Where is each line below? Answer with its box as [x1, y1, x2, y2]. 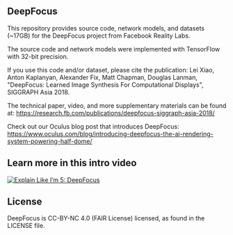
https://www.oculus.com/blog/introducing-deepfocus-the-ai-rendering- [7, 129, 214, 138]
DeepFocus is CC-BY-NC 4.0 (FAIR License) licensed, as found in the [7, 214, 205, 222]
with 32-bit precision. [7, 52, 69, 60]
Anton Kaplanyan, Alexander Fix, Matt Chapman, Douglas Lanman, [7, 73, 198, 81]
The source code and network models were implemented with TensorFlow [7, 44, 220, 53]
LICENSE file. [7, 222, 45, 230]
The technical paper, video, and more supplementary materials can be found [7, 101, 227, 110]
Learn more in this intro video [7, 157, 137, 169]
